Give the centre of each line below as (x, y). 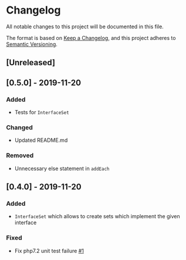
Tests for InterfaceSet (42, 112)
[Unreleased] (31, 63)
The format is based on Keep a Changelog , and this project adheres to (91, 38)
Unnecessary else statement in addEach (62, 168)
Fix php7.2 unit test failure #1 (49, 251)
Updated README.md (41, 140)
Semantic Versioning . (32, 44)
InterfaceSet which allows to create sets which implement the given (97, 216)
